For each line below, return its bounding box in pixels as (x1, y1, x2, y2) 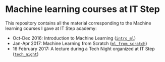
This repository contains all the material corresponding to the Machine (5, 20, 151, 26)
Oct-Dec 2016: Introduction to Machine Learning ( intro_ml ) (12, 35, 136, 41)
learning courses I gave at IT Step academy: (5, 25, 97, 31)
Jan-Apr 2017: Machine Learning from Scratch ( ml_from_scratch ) (12, 40, 147, 46)
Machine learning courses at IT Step (5, 3, 160, 15)
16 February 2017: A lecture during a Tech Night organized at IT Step (12, 45, 155, 51)
